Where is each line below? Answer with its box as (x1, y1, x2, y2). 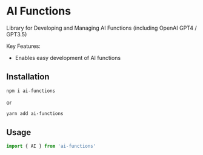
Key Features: (6, 42, 41, 50)
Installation (6, 71, 50, 82)
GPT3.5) (6, 30, 27, 38)
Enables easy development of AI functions (15, 54, 121, 61)
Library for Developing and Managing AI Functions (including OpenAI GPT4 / (6, 24, 197, 31)
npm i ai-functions (6, 88, 56, 94)
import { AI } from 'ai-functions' (6, 143, 96, 150)
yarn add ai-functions (6, 110, 64, 116)
